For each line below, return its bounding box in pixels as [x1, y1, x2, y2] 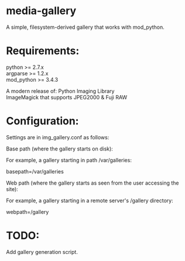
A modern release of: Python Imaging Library [6, 87, 115, 95]
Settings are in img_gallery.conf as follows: [6, 133, 109, 140]
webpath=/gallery [6, 208, 49, 215]
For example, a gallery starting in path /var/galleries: [6, 156, 132, 163]
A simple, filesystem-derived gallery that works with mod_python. [6, 24, 165, 31]
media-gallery [6, 4, 77, 18]
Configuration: [6, 115, 79, 128]
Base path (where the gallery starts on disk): [6, 145, 113, 152]
